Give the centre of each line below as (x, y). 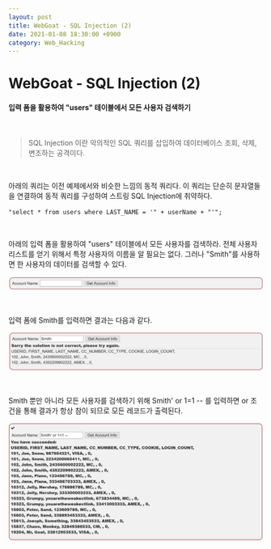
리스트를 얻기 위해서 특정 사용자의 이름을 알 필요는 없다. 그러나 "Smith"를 (123, 254)
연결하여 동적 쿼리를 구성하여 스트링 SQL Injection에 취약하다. (114, 196)
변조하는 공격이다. (56, 153)
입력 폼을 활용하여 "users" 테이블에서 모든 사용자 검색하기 (100, 108)
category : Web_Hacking (47, 43)
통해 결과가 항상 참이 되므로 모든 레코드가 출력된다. (103, 411)
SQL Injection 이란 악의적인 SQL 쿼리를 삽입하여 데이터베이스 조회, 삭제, (142, 142)
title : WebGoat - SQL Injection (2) (70, 25)
